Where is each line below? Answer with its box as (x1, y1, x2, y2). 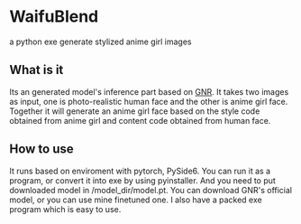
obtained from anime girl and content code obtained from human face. (9, 115, 271, 126)
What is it (9, 62, 64, 78)
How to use (9, 142, 74, 157)
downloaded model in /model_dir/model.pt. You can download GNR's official (9, 184, 293, 195)
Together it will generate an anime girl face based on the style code (9, 106, 260, 117)
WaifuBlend (9, 6, 99, 27)
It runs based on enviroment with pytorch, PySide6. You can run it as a (9, 165, 271, 176)
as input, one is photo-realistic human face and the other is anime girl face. (9, 96, 288, 107)
